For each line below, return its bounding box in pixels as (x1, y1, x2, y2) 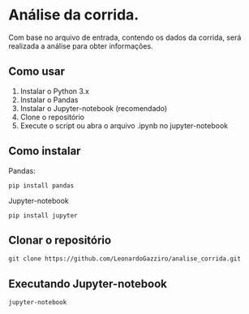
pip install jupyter (8, 211, 79, 220)
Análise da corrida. (8, 6, 140, 24)
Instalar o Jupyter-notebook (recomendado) (19, 103, 168, 113)
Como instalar (8, 144, 81, 158)
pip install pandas (8, 181, 75, 190)
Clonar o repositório (8, 233, 112, 247)
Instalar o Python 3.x (19, 86, 90, 96)
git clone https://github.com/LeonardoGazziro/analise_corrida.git (8, 255, 242, 263)
